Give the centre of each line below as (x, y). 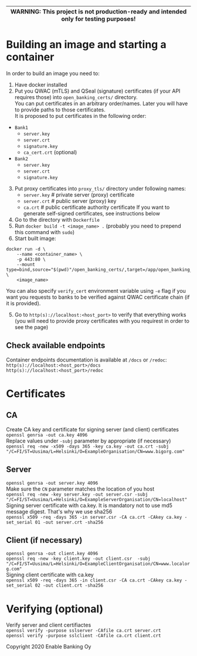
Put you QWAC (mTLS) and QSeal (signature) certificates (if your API (97, 91)
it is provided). (23, 303)
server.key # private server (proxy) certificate (79, 195)
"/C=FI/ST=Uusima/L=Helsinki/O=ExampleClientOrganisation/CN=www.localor (98, 564)
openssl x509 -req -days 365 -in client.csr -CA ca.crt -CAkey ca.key (94, 580)
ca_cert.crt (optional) (50, 152)
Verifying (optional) (55, 609)
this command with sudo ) (45, 232)
